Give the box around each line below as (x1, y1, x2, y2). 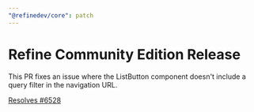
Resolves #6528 (8, 95, 62, 105)
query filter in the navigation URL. (8, 80, 118, 89)
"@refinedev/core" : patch (8, 11, 93, 20)
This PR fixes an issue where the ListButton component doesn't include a (8, 72, 247, 81)
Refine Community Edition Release (8, 45, 241, 63)
